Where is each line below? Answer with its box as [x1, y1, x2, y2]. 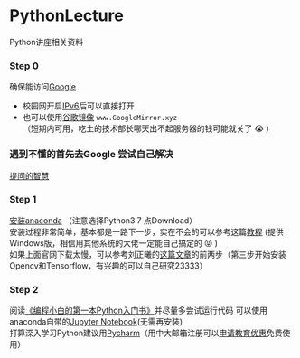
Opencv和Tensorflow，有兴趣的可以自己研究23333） [9, 259, 208, 271]
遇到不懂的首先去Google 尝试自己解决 [9, 148, 173, 161]
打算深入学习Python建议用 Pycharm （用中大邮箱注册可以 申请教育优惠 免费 [9, 327, 283, 339]
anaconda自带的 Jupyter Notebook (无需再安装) [9, 316, 183, 327]
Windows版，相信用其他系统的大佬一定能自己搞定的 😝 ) [9, 237, 219, 249]
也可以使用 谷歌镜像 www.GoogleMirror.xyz [22, 112, 178, 123]
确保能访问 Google [9, 81, 77, 92]
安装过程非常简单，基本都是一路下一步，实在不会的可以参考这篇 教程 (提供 [9, 226, 285, 237]
